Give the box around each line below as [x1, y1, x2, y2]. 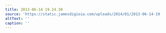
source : [5, 12, 21, 16]
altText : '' [5, 16, 30, 21]
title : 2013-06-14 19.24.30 [5, 7, 63, 12]
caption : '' [5, 20, 30, 26]
